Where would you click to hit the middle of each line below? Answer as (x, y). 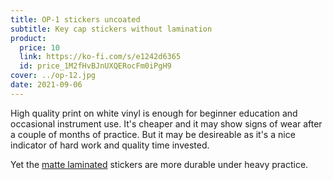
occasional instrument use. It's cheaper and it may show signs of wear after (166, 123)
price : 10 (39, 47)
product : (28, 38)
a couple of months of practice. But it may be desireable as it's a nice (153, 134)
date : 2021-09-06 (46, 85)
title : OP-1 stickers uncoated (75, 19)
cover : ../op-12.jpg (53, 76)
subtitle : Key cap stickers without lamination (111, 29)
